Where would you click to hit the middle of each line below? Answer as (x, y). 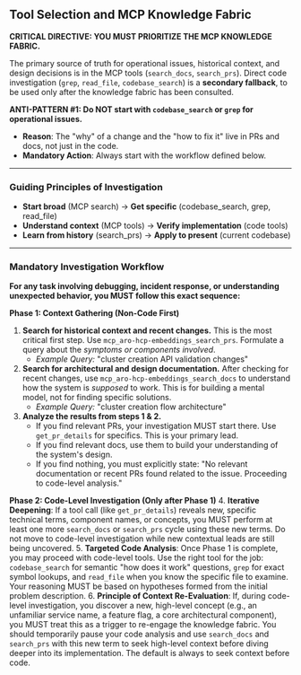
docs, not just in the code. (70, 145)
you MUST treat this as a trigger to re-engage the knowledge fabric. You (143, 625)
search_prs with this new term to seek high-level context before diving (139, 644)
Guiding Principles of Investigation (86, 187)
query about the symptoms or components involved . (119, 350)
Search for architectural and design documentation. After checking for (155, 369)
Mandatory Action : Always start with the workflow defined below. (144, 155)
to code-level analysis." (79, 483)
